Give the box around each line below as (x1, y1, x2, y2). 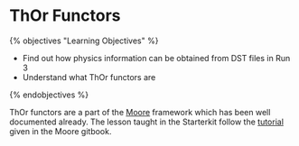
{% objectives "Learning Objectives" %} (9, 35, 159, 46)
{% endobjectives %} (9, 89, 89, 100)
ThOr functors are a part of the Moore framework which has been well (9, 106, 271, 117)
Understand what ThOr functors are (22, 71, 156, 82)
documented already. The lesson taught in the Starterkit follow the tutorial (9, 116, 285, 127)
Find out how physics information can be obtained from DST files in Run (22, 52, 291, 63)
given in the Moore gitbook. (9, 125, 112, 136)
